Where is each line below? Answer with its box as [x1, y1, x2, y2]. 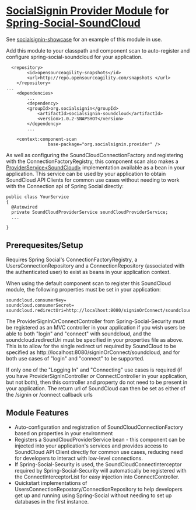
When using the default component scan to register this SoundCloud [6, 279, 171, 287]
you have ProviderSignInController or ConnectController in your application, [6, 372, 188, 379]
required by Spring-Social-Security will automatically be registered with [14, 467, 187, 474]
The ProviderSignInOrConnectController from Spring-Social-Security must [6, 317, 185, 325]
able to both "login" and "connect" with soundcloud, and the [6, 330, 152, 337]
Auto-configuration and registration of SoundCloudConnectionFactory [14, 424, 184, 431]
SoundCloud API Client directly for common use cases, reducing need [14, 448, 183, 455]
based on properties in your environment [14, 429, 113, 436]
